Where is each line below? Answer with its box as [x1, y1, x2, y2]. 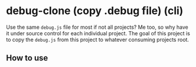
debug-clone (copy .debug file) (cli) [6, 4, 184, 18]
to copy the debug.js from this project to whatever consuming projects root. [6, 36, 190, 43]
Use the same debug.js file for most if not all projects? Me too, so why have [6, 24, 189, 31]
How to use [6, 53, 48, 63]
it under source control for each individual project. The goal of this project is [6, 29, 191, 36]
